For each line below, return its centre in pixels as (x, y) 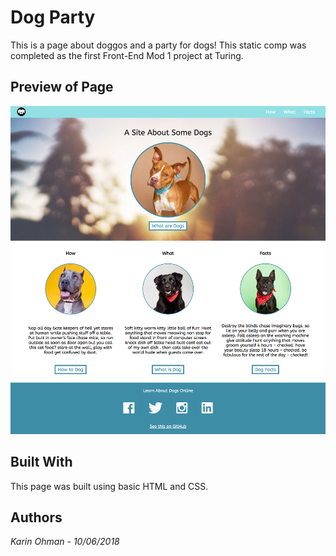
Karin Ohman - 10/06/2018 (65, 542)
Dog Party (53, 17)
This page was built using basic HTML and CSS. (109, 486)
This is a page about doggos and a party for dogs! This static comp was (158, 45)
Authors (36, 517)
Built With (41, 462)
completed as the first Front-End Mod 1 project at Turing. (127, 55)
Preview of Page (62, 87)
